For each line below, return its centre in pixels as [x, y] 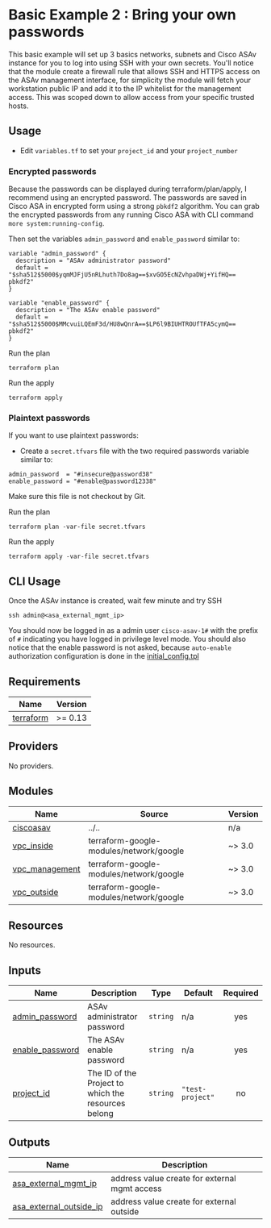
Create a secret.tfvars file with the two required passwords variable [135, 451]
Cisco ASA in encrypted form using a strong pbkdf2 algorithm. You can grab [134, 206]
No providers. [31, 766]
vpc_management [46, 868]
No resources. [32, 945]
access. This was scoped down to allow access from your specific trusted [131, 97]
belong [101, 1114]
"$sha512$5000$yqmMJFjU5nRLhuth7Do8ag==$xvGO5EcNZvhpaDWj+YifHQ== [122, 275]
